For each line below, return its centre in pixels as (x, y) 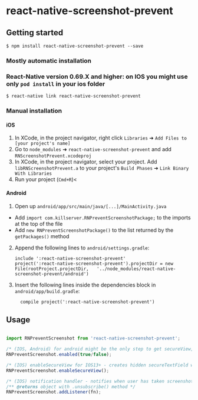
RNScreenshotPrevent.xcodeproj (53, 156)
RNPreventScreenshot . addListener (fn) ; (54, 392)
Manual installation (34, 111)
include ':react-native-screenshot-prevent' (70, 258)
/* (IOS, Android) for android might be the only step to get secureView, (100, 349)
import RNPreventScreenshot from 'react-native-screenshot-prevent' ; (93, 339)
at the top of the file (39, 224)
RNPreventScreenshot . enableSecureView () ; (58, 371)
